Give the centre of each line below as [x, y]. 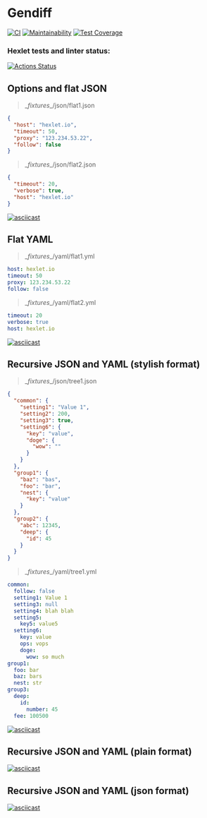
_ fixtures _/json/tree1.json [61, 381]
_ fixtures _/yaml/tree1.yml [61, 572]
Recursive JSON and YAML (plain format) [100, 751]
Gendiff [30, 13]
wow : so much [45, 657]
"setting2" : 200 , [45, 414]
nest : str [28, 683]
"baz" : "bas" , [40, 479]
